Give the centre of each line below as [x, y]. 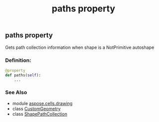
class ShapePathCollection [40, 114]
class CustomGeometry [37, 109]
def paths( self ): [23, 75]
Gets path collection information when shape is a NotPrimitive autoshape [80, 47]
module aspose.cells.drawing [42, 103]
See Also [16, 93]
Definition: [18, 60]
